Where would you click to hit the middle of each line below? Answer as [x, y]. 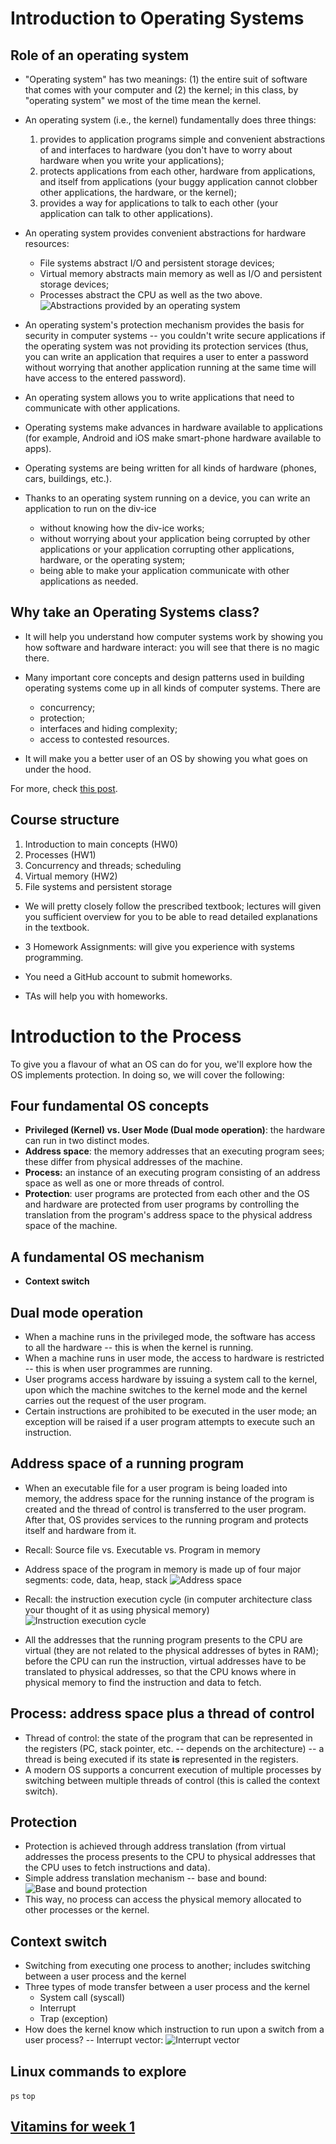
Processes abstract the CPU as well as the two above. [151, 295]
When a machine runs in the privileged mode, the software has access [170, 1336]
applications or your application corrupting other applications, [167, 549]
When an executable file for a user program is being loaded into [156, 1488]
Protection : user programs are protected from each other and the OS [167, 1194]
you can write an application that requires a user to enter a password [166, 356]
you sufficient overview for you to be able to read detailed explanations [171, 916]
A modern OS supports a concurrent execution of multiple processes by [173, 1769]
